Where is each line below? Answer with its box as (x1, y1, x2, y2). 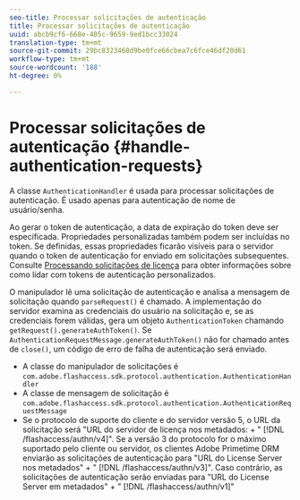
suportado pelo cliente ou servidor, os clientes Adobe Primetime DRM (21, 443, 280, 453)
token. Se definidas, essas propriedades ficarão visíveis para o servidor (9, 241, 274, 251)
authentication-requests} (9, 156, 203, 175)
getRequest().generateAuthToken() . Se (9, 324, 152, 335)
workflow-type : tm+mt (9, 55, 90, 64)
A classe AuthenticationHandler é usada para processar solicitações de (9, 185, 275, 196)
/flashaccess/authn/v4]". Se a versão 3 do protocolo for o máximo (21, 433, 267, 444)
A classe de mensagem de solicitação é (21, 387, 169, 398)
